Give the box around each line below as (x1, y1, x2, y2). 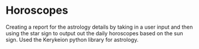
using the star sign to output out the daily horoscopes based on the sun (5, 29, 183, 36)
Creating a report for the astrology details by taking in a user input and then (5, 23, 194, 30)
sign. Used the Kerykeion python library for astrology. (5, 36, 139, 43)
